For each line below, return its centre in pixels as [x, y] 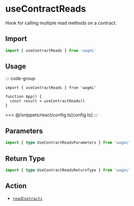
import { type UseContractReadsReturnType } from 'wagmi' [68, 170]
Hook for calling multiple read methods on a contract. [61, 23]
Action [16, 186]
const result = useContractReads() [47, 101]
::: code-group [20, 79]
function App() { [24, 97]
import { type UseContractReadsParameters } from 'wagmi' [68, 143]
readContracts [27, 198]
